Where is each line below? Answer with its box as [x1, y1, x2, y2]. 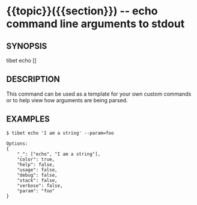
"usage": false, [17, 167, 58, 173]
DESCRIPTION [6, 74, 60, 85]
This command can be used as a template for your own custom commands [6, 90, 192, 97]
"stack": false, [17, 177, 58, 183]
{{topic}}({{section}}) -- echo [6, 4, 158, 18]
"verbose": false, [17, 182, 63, 189]
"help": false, [17, 161, 55, 168]
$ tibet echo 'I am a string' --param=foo [6, 130, 114, 136]
